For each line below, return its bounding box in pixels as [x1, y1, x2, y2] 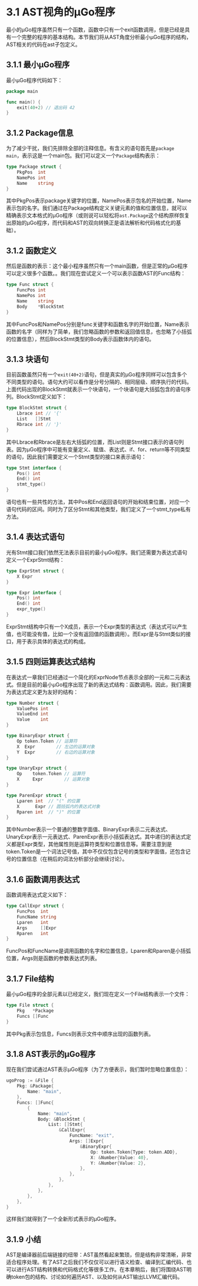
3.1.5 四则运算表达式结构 [6, 657, 95, 667]
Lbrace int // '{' [16, 411, 62, 416]
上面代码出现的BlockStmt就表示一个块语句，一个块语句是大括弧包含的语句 [6, 386, 186, 393]
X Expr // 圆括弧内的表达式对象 [16, 803, 100, 809]
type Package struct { [6, 164, 62, 170]
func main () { [6, 99, 41, 105]
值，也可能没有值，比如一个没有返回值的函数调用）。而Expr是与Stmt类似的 [6, 630, 186, 637]
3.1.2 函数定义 [6, 246, 57, 256]
